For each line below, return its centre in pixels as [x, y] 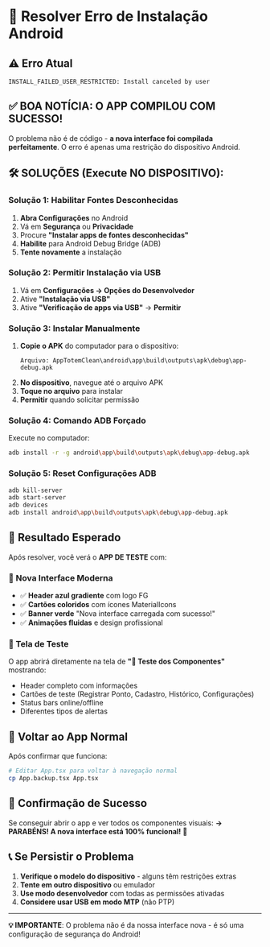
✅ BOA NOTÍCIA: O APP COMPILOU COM [112, 107]
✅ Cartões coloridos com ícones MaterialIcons [98, 605]
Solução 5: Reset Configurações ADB [82, 473]
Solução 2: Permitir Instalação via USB [85, 273]
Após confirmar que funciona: [58, 756]
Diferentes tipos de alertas [64, 711]
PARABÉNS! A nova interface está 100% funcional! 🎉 [98, 831]
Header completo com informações [79, 686]
